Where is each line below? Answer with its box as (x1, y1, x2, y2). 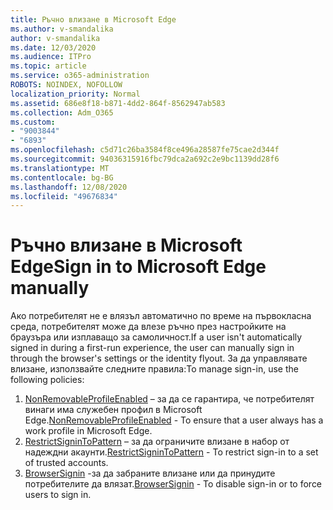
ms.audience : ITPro (10, 52, 92, 62)
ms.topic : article (10, 61, 87, 71)
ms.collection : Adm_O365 (10, 107, 114, 118)
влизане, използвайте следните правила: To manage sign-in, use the (10, 363, 299, 375)
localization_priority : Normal (10, 89, 141, 99)
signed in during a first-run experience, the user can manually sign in (10, 342, 295, 354)
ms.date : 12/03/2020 (10, 42, 97, 53)
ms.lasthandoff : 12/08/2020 (10, 182, 128, 192)
